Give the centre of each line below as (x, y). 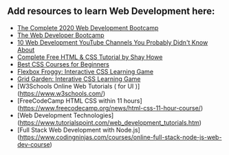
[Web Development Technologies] (65, 115)
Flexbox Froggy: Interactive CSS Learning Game (85, 71)
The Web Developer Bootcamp (61, 35)
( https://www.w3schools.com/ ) (61, 93)
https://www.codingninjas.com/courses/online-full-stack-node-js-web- (121, 137)
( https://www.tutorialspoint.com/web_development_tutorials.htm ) (109, 122)
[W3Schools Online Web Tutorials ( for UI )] (78, 86)
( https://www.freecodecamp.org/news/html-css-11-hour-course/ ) (110, 108)
